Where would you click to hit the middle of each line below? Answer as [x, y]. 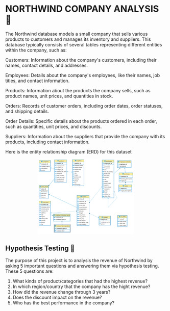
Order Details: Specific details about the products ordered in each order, [81, 121]
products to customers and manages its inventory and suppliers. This [78, 39]
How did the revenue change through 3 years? [62, 292]
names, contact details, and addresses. [47, 65]
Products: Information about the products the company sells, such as [78, 90]
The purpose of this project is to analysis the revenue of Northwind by [79, 261]
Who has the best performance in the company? [64, 303]
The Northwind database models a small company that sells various [77, 34]
